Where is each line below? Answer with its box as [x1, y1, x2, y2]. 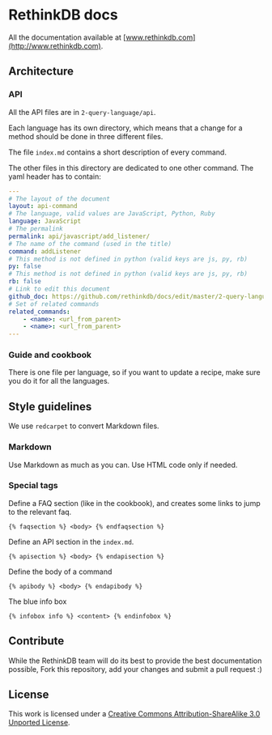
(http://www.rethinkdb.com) [8, 40, 101, 50]
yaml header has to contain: [8, 172, 101, 181]
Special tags [8, 480, 58, 491]
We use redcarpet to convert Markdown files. [8, 421, 159, 431]
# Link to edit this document [8, 285, 111, 293]
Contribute [8, 634, 65, 648]
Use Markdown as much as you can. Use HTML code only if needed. [8, 460, 238, 469]
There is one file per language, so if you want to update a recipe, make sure [8, 367, 261, 377]
